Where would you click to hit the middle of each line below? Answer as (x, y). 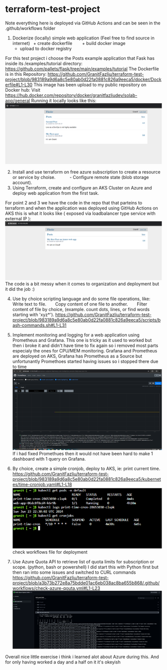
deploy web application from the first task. (56, 193)
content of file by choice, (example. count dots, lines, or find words (81, 310)
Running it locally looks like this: (64, 100)
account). (22, 182)
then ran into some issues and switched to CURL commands (74, 572)
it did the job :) (20, 289)
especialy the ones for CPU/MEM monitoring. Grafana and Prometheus (85, 351)
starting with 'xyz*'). (33, 315)
